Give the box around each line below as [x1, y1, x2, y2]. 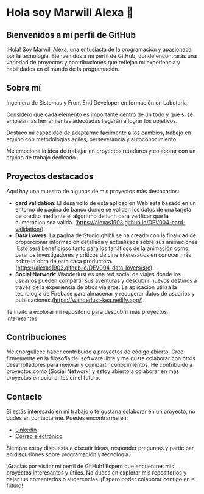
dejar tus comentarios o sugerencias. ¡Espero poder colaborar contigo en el [6, 476, 196, 483]
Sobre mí [6, 83, 41, 93]
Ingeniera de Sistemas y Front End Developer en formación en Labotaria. [6, 99, 189, 106]
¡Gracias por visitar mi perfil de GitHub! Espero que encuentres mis [6, 462, 175, 470]
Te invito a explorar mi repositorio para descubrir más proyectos [6, 308, 167, 315]
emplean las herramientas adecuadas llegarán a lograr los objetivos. [6, 117, 178, 124]
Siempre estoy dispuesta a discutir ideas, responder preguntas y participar [6, 444, 194, 452]
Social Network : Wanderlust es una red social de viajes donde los [15, 270, 181, 277]
